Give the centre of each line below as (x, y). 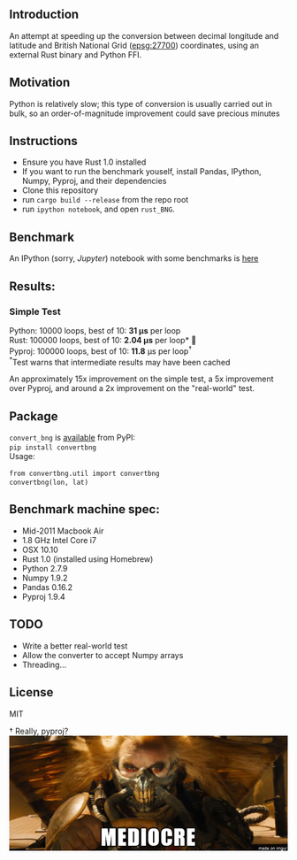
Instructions (43, 141)
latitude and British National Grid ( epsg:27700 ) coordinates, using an (134, 45)
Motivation (40, 83)
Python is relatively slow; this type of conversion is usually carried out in (141, 104)
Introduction (44, 15)
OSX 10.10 (40, 549)
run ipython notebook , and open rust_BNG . (98, 209)
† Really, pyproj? (39, 731)
